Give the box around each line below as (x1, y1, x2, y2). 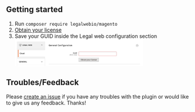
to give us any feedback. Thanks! (6, 99, 87, 106)
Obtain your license (14, 26, 62, 33)
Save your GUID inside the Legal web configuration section (14, 32, 158, 40)
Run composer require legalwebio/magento (14, 20, 118, 27)
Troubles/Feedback (6, 78, 79, 87)
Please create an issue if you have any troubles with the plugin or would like (6, 93, 189, 100)
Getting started (6, 5, 63, 15)
